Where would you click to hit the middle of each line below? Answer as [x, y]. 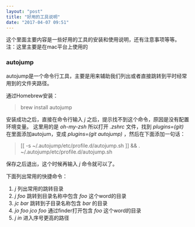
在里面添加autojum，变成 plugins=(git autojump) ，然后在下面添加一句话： [96, 134]
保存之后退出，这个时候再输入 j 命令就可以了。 [62, 163]
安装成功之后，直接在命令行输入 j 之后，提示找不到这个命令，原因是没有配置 [98, 119]
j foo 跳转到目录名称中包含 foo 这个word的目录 [70, 195]
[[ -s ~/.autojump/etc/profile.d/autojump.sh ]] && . [80, 145]
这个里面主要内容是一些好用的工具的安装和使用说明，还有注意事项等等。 [93, 40]
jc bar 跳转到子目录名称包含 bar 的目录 [61, 203]
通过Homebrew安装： [32, 95]
